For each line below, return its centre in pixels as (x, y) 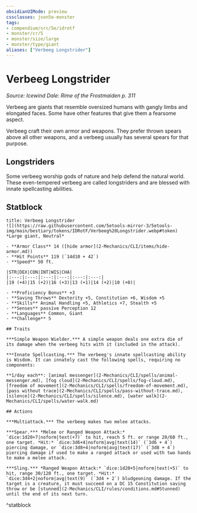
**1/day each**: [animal (37, 376)
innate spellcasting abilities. (40, 189)
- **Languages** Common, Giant (45, 314)
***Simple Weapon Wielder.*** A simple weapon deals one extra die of (95, 340)
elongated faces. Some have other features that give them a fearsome (91, 113)
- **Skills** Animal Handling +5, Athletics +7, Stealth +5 (82, 303)
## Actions (19, 412)
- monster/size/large (33, 39)
